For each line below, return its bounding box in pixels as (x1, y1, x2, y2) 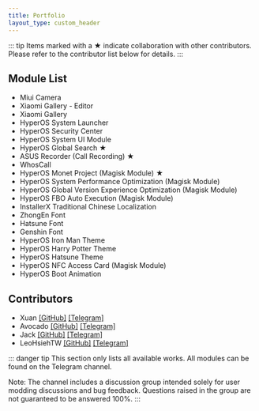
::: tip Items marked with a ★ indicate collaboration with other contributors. (8, 40, 252, 50)
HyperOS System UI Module (19, 135, 112, 145)
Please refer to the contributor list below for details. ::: (8, 49, 184, 58)
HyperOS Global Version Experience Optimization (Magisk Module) (19, 185, 238, 194)
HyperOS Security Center (19, 126, 103, 136)
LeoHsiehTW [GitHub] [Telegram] (19, 338, 129, 348)
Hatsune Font (19, 219, 64, 228)
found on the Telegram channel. (8, 362, 112, 371)
